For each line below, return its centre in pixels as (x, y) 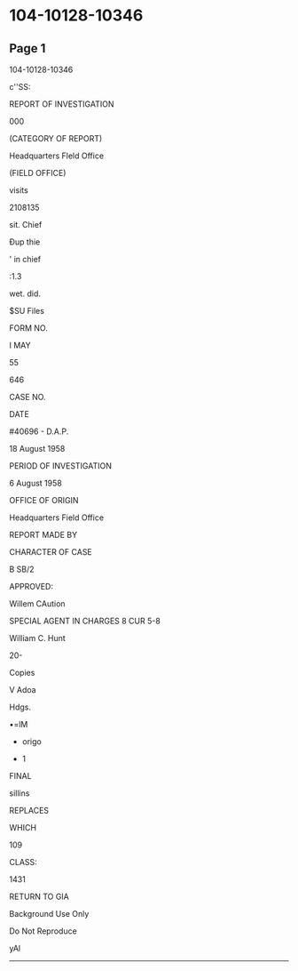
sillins (20, 793)
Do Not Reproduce (43, 931)
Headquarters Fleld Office (57, 156)
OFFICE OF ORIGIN (44, 500)
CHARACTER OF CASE (51, 552)
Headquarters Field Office (57, 518)
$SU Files (27, 311)
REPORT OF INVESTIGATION (62, 104)
